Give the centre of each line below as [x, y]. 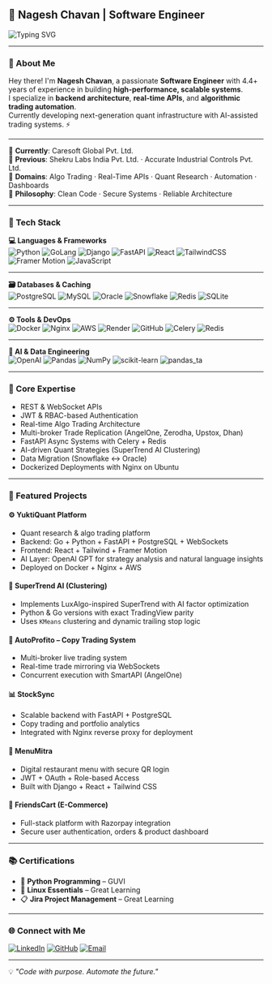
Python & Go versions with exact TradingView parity [107, 612]
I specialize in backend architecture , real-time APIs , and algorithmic [124, 98]
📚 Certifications [42, 861]
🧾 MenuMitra [30, 751]
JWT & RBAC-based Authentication [79, 415]
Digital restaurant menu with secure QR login [95, 769]
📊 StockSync [32, 694]
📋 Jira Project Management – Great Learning [97, 899]
